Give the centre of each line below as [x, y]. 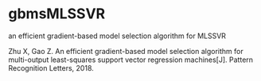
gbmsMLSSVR [57, 14]
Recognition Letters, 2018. [51, 67]
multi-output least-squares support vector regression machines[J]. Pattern [130, 60]
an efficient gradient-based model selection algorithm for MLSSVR [117, 36]
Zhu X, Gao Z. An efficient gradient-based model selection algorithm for [126, 51]
